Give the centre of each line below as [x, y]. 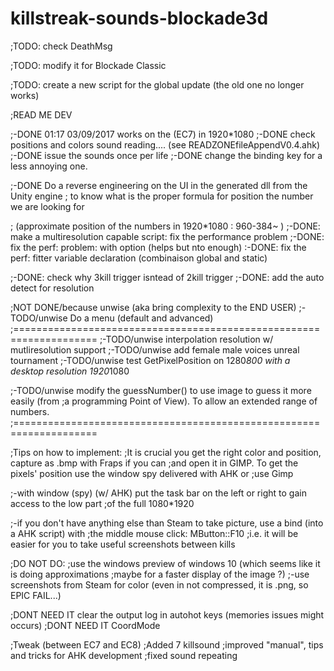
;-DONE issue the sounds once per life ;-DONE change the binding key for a [166, 155]
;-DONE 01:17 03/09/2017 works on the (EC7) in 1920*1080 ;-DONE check [163, 134]
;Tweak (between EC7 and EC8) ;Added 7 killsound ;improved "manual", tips [167, 644]
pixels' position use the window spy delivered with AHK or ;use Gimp [152, 473]
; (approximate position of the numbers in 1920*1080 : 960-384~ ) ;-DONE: [165, 226]
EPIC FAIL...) [36, 595]
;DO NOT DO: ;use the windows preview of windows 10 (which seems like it [165, 563]
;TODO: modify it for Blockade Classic [88, 65]
